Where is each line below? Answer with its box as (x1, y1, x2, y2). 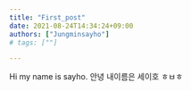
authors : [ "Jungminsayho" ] (9, 29, 110, 38)
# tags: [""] (9, 37, 58, 47)
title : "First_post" (9, 12, 87, 22)
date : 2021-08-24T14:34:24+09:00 (9, 21, 134, 30)
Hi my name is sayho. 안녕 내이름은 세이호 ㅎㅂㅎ (9, 71, 183, 82)
